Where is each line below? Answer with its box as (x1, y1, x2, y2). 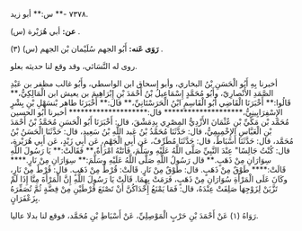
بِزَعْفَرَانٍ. (10, 193, 40, 203)
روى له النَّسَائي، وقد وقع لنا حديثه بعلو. (10, 61, 138, 71)
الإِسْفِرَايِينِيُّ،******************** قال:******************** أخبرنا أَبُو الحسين (10, 107, 283, 117)
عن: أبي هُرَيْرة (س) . (10, 26, 81, 36)
